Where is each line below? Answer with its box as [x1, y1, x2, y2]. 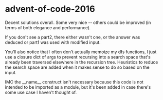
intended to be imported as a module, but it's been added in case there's [5, 84, 151, 90]
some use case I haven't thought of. [5, 89, 77, 95]
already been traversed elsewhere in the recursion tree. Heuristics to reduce [5, 59, 158, 65]
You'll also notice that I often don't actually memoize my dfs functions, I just [5, 49, 157, 55]
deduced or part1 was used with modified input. [5, 39, 101, 45]
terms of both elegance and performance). [5, 24, 91, 30]
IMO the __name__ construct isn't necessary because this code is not [5, 79, 144, 85]
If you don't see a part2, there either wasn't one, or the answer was [5, 34, 140, 40]
